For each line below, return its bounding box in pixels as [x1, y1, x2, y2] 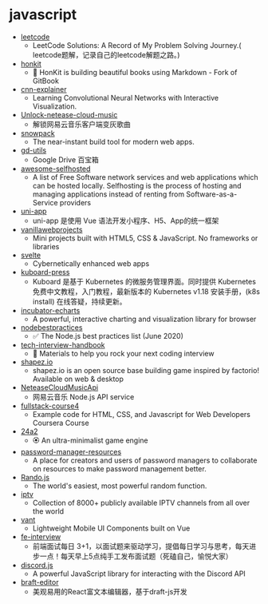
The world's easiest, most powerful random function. [32, 481, 207, 491]
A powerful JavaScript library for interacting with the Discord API [32, 569, 246, 578]
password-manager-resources [20, 447, 122, 456]
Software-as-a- [186, 189, 238, 199]
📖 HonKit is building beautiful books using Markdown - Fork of [32, 67, 238, 77]
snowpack [20, 128, 55, 137]
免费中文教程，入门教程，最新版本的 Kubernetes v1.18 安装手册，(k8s [32, 286, 260, 296]
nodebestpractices [20, 322, 83, 332]
